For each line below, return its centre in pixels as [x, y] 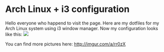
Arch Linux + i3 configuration [67, 9]
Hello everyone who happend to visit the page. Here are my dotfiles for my [82, 23]
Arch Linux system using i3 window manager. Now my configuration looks [82, 28]
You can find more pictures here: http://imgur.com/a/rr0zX [65, 44]
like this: [14, 34]
